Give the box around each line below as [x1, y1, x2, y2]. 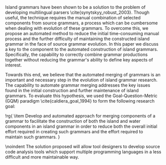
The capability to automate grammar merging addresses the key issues [5, 82, 150, 88]
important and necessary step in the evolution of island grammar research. [5, 77, 158, 83]
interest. [5, 62, 22, 68]
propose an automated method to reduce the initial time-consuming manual [5, 31, 160, 36]
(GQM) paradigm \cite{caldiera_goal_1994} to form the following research [5, 98, 155, 104]
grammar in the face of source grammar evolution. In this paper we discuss [5, 41, 159, 47]
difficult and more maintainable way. [5, 154, 79, 160]
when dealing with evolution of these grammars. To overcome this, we [5, 25, 149, 31]
